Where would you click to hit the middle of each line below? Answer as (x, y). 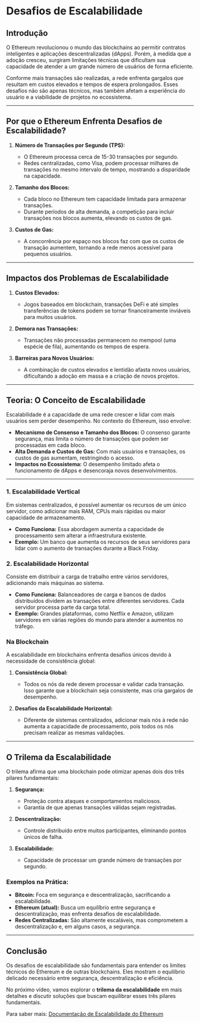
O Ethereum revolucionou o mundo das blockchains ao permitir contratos (96, 47)
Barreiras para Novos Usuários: (54, 358)
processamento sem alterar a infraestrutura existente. (81, 535)
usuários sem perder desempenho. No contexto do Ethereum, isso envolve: (99, 421)
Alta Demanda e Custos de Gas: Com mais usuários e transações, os (100, 452)
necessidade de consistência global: (51, 661)
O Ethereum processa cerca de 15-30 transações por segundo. (101, 157)
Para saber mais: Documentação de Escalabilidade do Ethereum (85, 1014)
